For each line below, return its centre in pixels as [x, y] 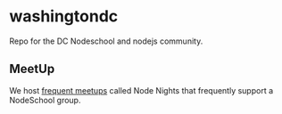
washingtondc [64, 16]
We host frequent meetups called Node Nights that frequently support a [141, 90]
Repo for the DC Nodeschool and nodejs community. [106, 41]
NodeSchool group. [45, 100]
